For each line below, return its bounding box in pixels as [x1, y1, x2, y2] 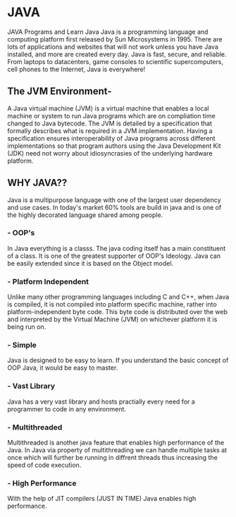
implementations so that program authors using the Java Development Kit [7, 142, 221, 150]
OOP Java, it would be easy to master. [7, 363, 118, 372]
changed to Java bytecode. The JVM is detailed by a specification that [7, 119, 213, 127]
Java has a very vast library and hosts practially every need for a [7, 397, 195, 406]
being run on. [7, 323, 46, 331]
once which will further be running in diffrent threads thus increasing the [7, 454, 218, 462]
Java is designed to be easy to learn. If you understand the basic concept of [7, 356, 229, 365]
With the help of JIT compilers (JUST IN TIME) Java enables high [7, 494, 197, 503]
